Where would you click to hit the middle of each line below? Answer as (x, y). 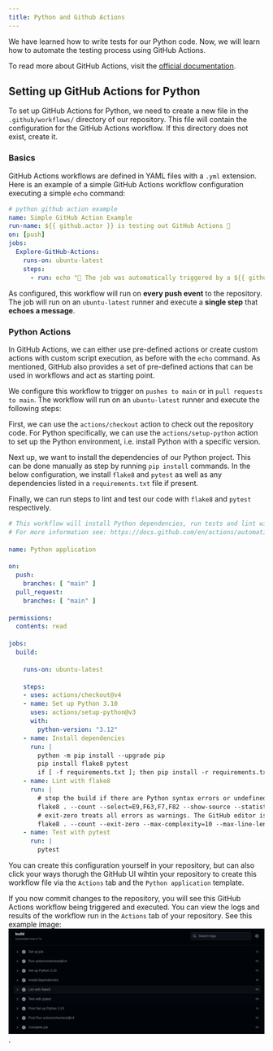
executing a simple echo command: (67, 193)
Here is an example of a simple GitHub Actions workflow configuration (126, 184)
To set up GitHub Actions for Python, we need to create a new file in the (129, 111)
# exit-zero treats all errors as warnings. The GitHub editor (147, 815)
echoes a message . (42, 310)
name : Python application (52, 550)
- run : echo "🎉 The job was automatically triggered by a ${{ (137, 278)
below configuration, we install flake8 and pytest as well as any (115, 474)
